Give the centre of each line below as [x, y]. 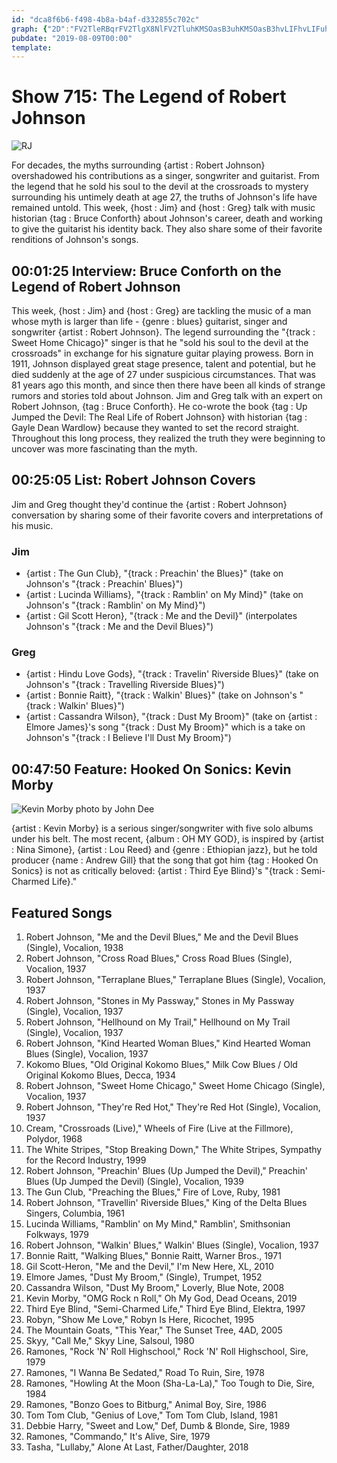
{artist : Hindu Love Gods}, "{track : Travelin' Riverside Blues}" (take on [172, 674]
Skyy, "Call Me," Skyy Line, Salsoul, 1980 [110, 1341]
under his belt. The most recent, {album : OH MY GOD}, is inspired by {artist [167, 839]
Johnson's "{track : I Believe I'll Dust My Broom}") [128, 738]
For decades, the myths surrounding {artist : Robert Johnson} [138, 165]
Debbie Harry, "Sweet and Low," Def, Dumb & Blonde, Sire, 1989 [158, 1426]
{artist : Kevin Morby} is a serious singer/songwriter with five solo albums [162, 828]
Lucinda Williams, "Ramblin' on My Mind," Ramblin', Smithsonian [158, 1224]
